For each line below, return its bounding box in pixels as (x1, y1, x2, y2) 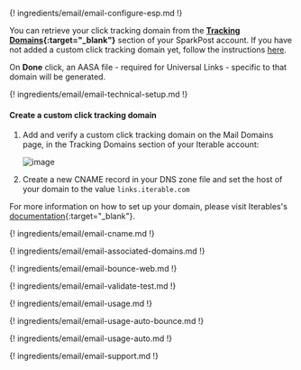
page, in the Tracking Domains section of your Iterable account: (22, 139, 260, 150)
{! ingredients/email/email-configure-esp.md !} (9, 8, 183, 18)
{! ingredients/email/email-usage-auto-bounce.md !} (9, 316, 205, 327)
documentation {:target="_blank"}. (9, 211, 135, 222)
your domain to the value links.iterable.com (22, 184, 190, 195)
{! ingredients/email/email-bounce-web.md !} (9, 264, 178, 274)
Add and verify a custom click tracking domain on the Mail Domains (22, 130, 274, 141)
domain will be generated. (9, 71, 106, 82)
